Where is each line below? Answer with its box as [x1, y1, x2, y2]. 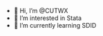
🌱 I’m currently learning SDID [13, 21, 97, 29]
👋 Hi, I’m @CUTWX [13, 7, 68, 15]
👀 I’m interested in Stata [13, 14, 82, 22]
